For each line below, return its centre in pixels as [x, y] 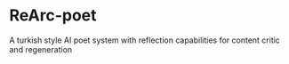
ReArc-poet [53, 16]
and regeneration [41, 49]
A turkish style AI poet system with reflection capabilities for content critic [144, 40]
